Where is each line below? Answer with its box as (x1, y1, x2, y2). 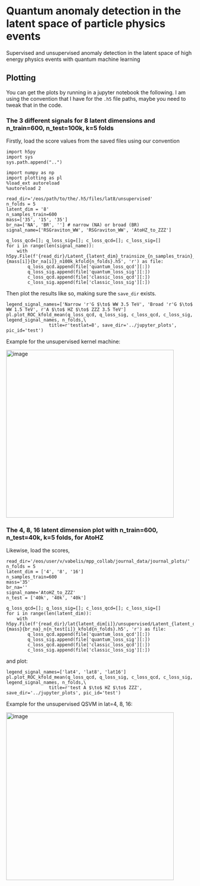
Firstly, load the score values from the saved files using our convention (6, 137, 180, 144)
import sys (6, 154, 33, 160)
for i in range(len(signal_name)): (6, 243, 95, 249)
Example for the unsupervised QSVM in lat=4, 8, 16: (6, 700, 133, 708)
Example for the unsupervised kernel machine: (6, 338, 121, 345)
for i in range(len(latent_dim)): (6, 610, 92, 617)
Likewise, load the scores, (6, 547, 70, 554)
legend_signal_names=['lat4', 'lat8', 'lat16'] (6, 669, 127, 675)
